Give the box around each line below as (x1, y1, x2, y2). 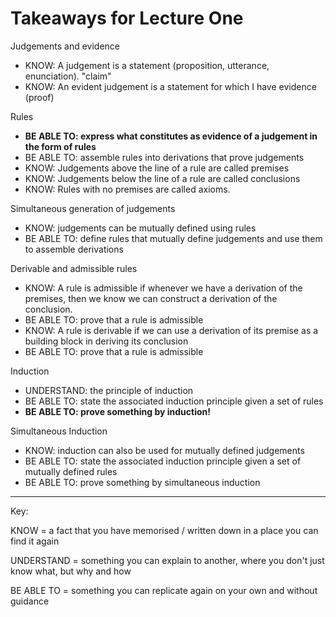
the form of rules (24, 140, 97, 152)
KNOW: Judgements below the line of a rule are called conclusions (24, 172, 301, 184)
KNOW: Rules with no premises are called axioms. (24, 183, 231, 195)
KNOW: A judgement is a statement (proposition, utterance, (24, 59, 270, 71)
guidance (10, 595, 50, 607)
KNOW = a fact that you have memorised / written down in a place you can (10, 524, 319, 536)
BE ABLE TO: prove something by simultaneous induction (24, 476, 261, 488)
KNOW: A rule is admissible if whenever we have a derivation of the (24, 282, 303, 294)
